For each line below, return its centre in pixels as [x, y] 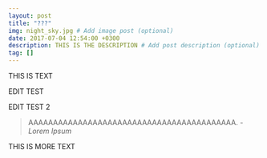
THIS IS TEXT [31, 76]
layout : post [30, 16]
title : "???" [30, 23]
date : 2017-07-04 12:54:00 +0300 [64, 38]
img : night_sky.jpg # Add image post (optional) [91, 30]
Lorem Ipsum [50, 131]
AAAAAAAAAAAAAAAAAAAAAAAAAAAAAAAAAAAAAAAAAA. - [136, 122]
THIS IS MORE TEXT [42, 146]
